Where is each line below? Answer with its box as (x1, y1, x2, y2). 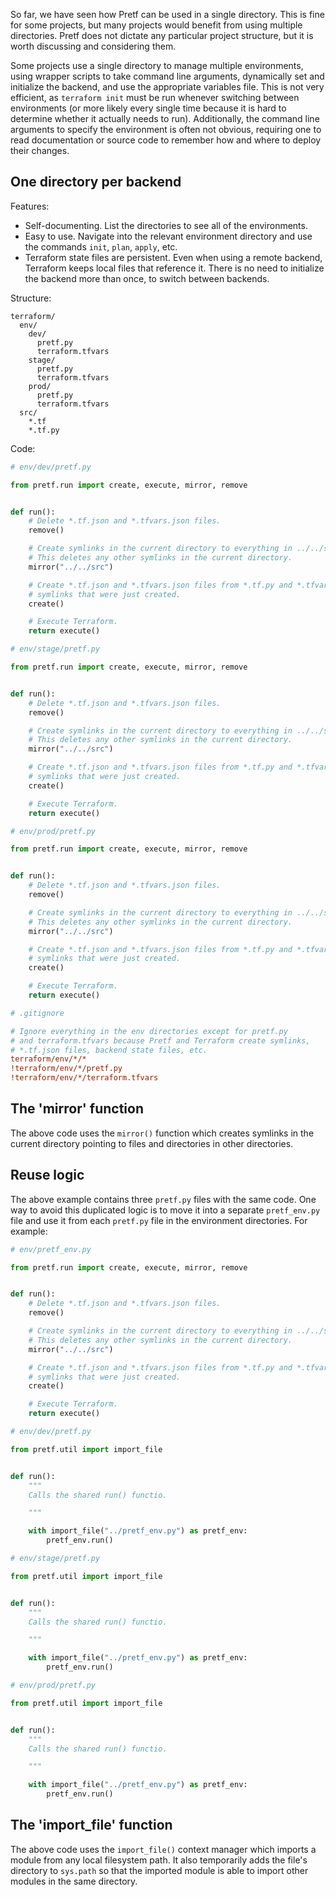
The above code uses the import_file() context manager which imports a (10, 1843, 317, 1855)
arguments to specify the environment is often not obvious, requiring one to (10, 124, 322, 135)
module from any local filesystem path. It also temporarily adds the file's (10, 1854, 308, 1866)
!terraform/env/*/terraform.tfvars (10, 1073, 159, 1083)
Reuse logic (10, 1167, 85, 1184)
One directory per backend (10, 174, 182, 191)
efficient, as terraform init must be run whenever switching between (10, 92, 300, 103)
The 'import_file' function (10, 1817, 173, 1834)
